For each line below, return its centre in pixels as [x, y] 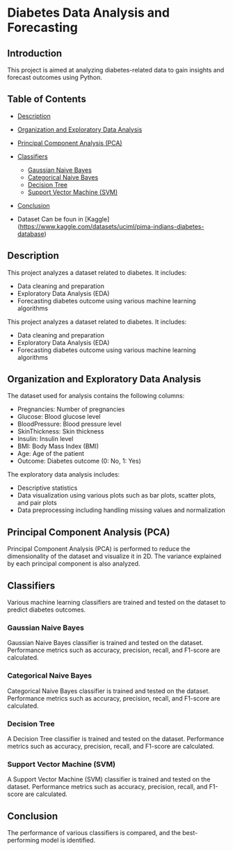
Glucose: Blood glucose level [59, 417]
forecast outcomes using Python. [55, 77]
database [31, 234]
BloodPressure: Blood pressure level [69, 424]
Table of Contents [47, 99]
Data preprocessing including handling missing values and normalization [121, 510]
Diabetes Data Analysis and [89, 13]
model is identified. [68, 841]
